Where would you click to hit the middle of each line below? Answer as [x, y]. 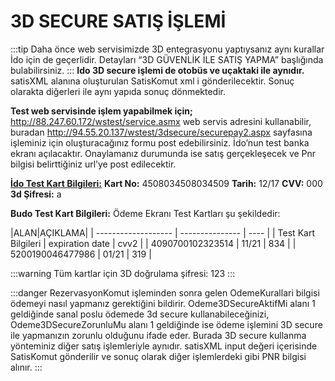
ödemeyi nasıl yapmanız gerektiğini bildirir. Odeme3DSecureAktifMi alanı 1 [163, 303]
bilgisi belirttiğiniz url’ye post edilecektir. [93, 164]
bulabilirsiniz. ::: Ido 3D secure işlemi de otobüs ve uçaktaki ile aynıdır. [157, 70]
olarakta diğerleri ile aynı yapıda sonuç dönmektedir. [118, 91]
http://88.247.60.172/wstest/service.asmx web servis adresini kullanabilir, [161, 121]
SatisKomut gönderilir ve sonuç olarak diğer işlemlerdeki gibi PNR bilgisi [158, 356]
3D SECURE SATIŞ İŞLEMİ [118, 21]
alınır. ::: [26, 367]
